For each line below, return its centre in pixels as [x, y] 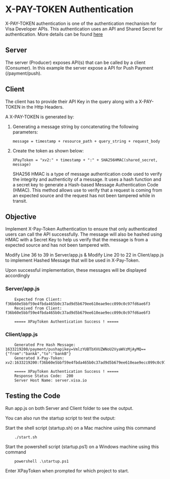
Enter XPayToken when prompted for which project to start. [67, 470]
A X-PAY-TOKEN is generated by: [40, 117]
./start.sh [26, 437]
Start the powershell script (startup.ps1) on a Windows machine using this [82, 446]
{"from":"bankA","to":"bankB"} [38, 354]
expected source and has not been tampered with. [58, 245]
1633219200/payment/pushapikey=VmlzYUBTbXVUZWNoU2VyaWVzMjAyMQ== [75, 349]
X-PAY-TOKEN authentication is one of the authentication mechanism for [81, 23]
